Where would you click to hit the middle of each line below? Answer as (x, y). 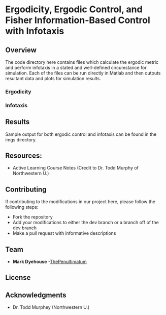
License (18, 277)
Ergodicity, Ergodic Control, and (74, 9)
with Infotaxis (35, 31)
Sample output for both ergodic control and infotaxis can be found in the (81, 134)
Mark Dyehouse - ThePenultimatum (50, 262)
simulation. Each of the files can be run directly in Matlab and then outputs (83, 73)
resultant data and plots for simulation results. (53, 78)
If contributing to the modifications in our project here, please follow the (80, 202)
